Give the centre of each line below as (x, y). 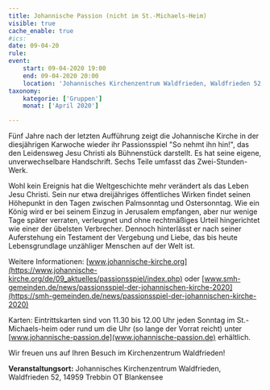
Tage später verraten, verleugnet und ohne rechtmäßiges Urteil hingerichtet (134, 220)
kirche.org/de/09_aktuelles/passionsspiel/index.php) (96, 279)
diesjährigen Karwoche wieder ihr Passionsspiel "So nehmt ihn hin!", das (129, 145)
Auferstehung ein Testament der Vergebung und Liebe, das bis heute (123, 237)
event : (19, 61)
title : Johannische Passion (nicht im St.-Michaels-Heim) (108, 16)
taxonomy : (25, 91)
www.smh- (222, 279)
